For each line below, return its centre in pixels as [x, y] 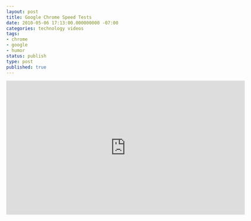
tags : [13, 34]
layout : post [22, 12]
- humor [16, 51]
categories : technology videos [45, 28]
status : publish [26, 56]
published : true [26, 67]
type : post [20, 61]
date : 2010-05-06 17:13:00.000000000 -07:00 [62, 23]
